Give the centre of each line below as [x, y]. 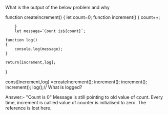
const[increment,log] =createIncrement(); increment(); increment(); [76, 82]
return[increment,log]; [31, 62]
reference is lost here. [28, 108]
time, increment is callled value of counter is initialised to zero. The [76, 102]
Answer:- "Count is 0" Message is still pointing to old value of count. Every [84, 97]
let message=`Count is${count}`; [50, 31]
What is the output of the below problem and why [58, 7]
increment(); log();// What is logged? [44, 87]
